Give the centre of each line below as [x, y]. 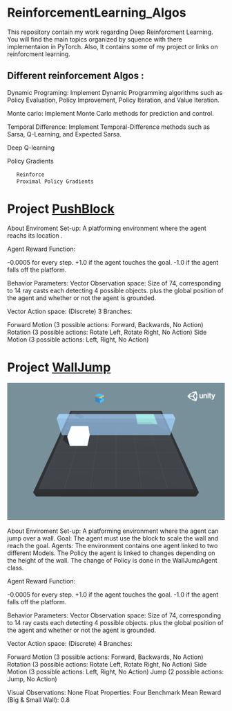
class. [16, 568]
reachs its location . [35, 235]
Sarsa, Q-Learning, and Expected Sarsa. [65, 134]
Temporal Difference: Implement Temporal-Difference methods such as [109, 127]
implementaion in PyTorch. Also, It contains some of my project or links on [113, 46]
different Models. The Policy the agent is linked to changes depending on [111, 553]
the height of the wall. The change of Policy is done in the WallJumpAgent [112, 560]
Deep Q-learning [31, 148]
